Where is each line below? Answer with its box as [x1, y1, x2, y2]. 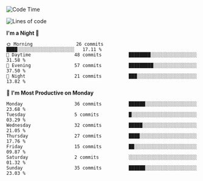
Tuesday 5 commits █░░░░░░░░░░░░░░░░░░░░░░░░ [6, 112, 198, 118]
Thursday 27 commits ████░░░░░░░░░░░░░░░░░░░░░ [6, 133, 198, 139]
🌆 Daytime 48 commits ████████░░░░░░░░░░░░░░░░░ [6, 52, 198, 58]
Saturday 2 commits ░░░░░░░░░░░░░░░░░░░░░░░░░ [6, 154, 198, 160]
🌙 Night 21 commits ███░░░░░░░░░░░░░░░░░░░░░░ [6, 73, 198, 79]
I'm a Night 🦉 [6, 29, 40, 37]
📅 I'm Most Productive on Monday [6, 89, 94, 96]
